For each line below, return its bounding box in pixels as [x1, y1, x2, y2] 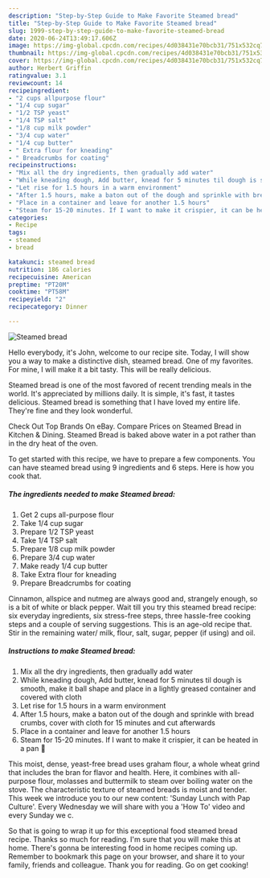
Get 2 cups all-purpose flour [19, 510, 114, 519]
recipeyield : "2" [8, 295, 67, 304]
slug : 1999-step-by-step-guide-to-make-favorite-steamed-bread [8, 27, 225, 35]
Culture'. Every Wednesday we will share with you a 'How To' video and [8, 802, 245, 811]
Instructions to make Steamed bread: [8, 646, 136, 656]
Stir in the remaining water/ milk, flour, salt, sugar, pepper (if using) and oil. [8, 628, 256, 638]
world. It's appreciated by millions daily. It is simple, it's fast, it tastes [8, 388, 235, 398]
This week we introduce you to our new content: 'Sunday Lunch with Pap [8, 793, 251, 802]
